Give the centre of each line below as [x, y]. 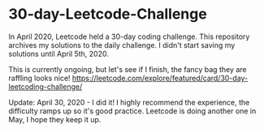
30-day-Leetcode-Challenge [108, 14]
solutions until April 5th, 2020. [59, 53]
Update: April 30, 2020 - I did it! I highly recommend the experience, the [129, 102]
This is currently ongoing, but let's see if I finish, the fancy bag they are [128, 69]
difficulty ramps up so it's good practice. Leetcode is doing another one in [132, 111]
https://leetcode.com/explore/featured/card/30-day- [160, 78]
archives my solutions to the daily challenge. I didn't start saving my [122, 45]
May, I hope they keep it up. [55, 119]
